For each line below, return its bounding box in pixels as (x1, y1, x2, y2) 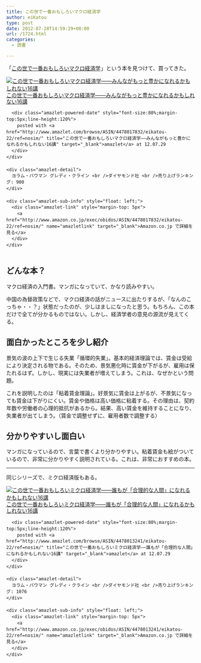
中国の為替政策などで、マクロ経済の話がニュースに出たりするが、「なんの (6, 295, 187, 302)
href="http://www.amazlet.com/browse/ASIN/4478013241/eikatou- (6, 538, 167, 544)
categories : (6, 37, 36, 43)
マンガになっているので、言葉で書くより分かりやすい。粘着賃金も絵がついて (6, 448, 194, 455)
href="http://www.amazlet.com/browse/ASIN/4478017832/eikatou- (6, 129, 167, 135)
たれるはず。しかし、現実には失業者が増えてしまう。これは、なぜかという (6, 369, 189, 376)
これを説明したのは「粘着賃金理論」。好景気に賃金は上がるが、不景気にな (6, 389, 187, 396)
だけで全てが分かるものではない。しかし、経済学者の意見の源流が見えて (6, 310, 184, 317)
